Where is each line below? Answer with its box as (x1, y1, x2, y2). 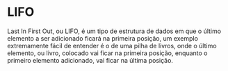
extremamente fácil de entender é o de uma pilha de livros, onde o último (7, 41, 217, 50)
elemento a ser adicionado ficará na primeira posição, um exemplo (7, 34, 198, 42)
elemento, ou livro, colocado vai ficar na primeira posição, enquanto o (7, 49, 208, 57)
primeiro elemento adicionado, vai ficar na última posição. (7, 56, 174, 64)
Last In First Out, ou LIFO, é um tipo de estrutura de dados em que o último (7, 27, 221, 35)
